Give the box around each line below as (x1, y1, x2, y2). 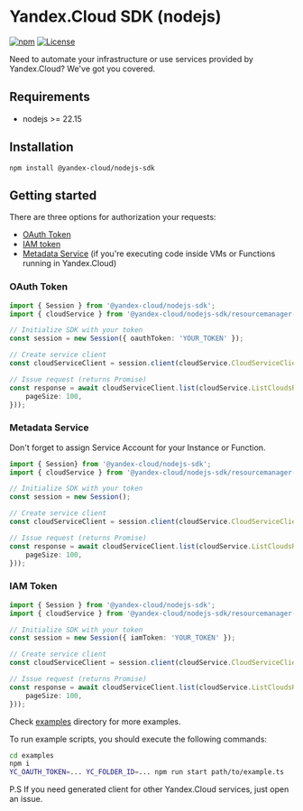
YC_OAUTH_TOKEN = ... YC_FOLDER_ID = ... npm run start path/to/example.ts (9, 768, 284, 777)
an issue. (9, 794, 43, 805)
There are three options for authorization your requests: (9, 212, 216, 223)
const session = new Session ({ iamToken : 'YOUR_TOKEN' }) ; (9, 633, 236, 642)
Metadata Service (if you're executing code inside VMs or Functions (22, 248, 276, 259)
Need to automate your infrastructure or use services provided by (9, 53, 254, 64)
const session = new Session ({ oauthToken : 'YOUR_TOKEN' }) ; (9, 334, 244, 344)
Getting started (9, 188, 97, 203)
